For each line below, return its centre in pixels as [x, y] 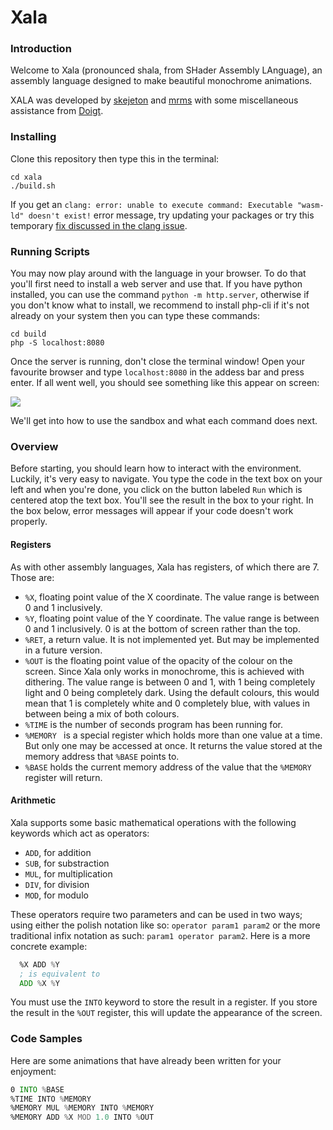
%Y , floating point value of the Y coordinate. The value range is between [172, 618]
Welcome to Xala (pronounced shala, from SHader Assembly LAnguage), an [166, 70]
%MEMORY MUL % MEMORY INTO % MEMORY [82, 1108]
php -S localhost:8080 [57, 343]
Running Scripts [50, 251]
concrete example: [49, 946]
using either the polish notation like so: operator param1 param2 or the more [165, 925]
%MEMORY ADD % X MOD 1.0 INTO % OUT [82, 1117]
